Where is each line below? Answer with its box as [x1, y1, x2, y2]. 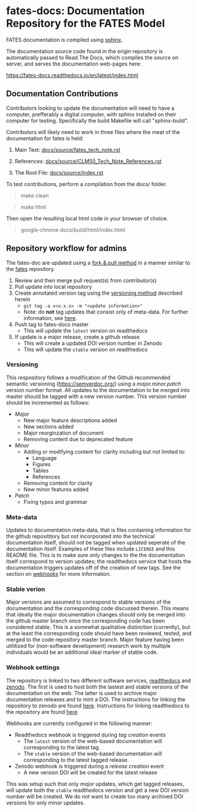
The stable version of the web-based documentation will [23, 750, 162, 757]
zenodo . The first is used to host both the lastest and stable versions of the [6, 683, 189, 690]
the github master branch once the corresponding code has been [6, 617, 165, 624]
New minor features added [23, 485, 89, 493]
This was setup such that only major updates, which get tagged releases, [6, 780, 185, 787]
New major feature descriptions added [23, 416, 117, 423]
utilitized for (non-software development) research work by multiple [6, 643, 171, 650]
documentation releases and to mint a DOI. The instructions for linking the [6, 696, 186, 703]
